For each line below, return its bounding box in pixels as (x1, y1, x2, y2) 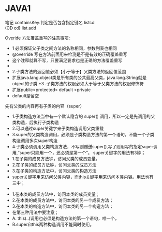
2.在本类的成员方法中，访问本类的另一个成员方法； (12, 197, 114, 203)
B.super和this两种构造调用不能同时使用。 (12, 221, 94, 227)
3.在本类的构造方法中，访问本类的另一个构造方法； (12, 203, 114, 209)
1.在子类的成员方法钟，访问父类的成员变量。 (12, 155, 100, 161)
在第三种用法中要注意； (12, 209, 59, 215)
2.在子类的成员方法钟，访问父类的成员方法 (12, 162, 97, 168)
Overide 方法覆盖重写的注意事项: (5, 35, 70, 41)
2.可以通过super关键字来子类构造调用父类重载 (12, 125, 104, 131)
